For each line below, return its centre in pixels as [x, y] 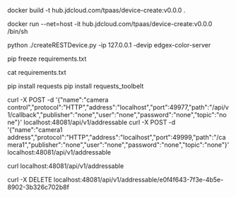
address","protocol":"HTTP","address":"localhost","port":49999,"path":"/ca [117, 137]
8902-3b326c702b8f [38, 187]
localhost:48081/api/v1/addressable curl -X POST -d [100, 122]
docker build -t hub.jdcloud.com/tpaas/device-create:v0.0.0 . [96, 10]
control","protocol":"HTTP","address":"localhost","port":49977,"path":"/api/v [118, 107]
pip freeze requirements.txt [47, 59]
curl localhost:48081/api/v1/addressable [66, 166]
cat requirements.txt [37, 72]
